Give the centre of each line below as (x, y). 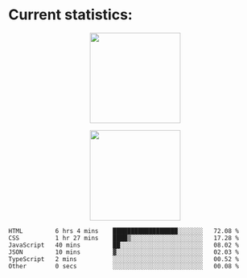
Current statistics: (70, 15)
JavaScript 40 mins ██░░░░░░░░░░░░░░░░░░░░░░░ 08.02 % (124, 245)
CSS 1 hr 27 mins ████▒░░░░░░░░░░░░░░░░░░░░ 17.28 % (124, 238)
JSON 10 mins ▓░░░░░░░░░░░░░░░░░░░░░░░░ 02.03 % (124, 252)
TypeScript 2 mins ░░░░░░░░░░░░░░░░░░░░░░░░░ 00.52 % (124, 259)
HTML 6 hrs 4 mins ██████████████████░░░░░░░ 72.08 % (124, 231)
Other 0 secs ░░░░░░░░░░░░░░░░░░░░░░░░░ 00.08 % (124, 266)
